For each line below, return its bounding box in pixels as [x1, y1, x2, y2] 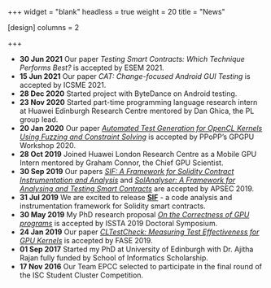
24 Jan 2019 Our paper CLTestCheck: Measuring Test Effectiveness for [19, 227, 260, 237]
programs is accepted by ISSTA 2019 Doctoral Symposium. [19, 219, 218, 228]
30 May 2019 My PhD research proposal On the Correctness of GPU [19, 210, 250, 219]
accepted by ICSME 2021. [19, 81, 107, 89]
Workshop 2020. [19, 141, 76, 150]
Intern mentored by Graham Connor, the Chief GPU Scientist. [19, 158, 224, 168]
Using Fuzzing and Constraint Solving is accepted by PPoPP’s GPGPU [19, 132, 255, 142]
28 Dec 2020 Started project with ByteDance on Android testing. [19, 89, 238, 98]
